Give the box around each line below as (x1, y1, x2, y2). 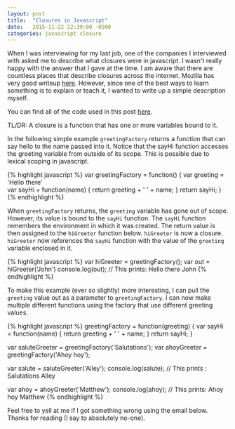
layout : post (7, 10, 46, 18)
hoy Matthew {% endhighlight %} (7, 392, 104, 401)
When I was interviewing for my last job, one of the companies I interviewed (7, 49, 227, 58)
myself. (7, 94, 29, 103)
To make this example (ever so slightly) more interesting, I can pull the (7, 286, 210, 295)
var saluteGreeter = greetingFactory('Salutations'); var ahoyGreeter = (7, 343, 208, 352)
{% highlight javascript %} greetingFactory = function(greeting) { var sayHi (7, 322, 224, 331)
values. (7, 308, 28, 317)
